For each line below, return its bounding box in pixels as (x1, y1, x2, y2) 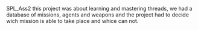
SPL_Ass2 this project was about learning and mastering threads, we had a (6, 5, 193, 12)
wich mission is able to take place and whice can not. (6, 18, 139, 24)
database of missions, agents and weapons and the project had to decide (6, 11, 189, 18)
